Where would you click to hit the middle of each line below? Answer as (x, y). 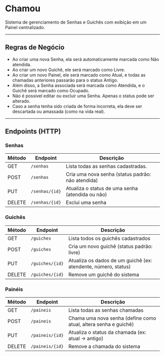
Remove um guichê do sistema (104, 274)
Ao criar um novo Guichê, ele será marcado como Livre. (69, 70)
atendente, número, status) (100, 267)
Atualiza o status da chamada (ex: (107, 332)
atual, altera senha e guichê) (101, 325)
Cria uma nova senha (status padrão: (109, 174)
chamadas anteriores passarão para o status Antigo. (65, 80)
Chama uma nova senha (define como (112, 318)
